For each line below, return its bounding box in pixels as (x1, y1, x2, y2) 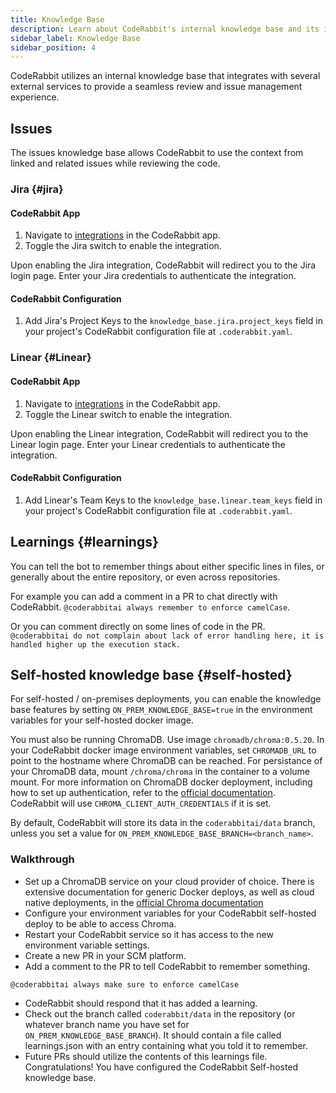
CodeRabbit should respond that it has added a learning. (24, 997, 258, 1009)
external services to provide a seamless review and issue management (10, 81, 303, 93)
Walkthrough (10, 852, 75, 866)
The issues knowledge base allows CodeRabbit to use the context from (10, 147, 304, 159)
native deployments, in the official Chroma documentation (24, 896, 264, 908)
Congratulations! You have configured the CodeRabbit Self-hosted (24, 1061, 299, 1073)
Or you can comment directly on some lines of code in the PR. (10, 620, 266, 632)
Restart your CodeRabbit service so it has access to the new (24, 928, 274, 940)
